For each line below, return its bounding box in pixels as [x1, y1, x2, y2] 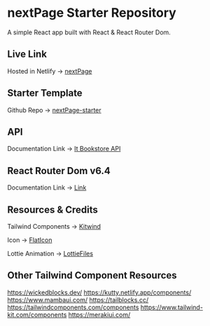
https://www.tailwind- [140, 303, 203, 311]
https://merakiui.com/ [68, 310, 131, 319]
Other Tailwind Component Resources [7, 269, 177, 281]
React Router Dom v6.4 [7, 164, 111, 176]
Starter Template [7, 87, 83, 99]
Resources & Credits [7, 204, 98, 215]
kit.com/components [7, 310, 67, 319]
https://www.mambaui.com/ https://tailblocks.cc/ [7, 295, 149, 304]
